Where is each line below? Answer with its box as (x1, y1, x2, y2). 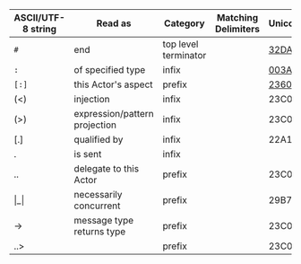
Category (164, 17, 205, 30)
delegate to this (73, 163, 140, 174)
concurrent (73, 199, 121, 212)
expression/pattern (73, 108, 154, 119)
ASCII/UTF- (13, 12, 65, 23)
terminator (162, 49, 207, 61)
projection (73, 119, 116, 131)
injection (73, 93, 110, 105)
